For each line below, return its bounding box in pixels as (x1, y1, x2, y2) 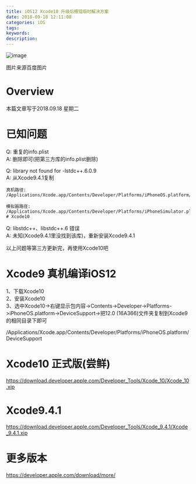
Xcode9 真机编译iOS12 (6, 267, 117, 281)
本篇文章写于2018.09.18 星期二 (6, 105, 79, 112)
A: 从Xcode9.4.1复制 (6, 174, 54, 181)
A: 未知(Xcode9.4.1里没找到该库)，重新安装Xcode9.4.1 (6, 232, 135, 239)
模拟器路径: (6, 203, 31, 209)
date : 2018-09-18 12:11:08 (6, 14, 72, 20)
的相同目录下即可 (6, 317, 47, 324)
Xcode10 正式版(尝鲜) (6, 357, 111, 370)
